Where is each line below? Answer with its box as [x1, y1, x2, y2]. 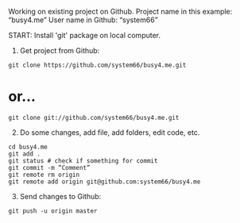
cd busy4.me [8, 143, 48, 151]
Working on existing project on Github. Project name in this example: [8, 7, 233, 16]
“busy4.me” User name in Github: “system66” [8, 15, 158, 25]
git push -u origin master [8, 206, 98, 215]
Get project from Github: [19, 46, 100, 55]
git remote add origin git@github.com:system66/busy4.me [8, 178, 201, 186]
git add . [8, 150, 41, 158]
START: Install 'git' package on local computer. [8, 31, 161, 40]
